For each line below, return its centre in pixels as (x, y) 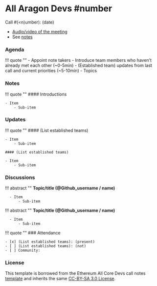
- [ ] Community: (23, 251)
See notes (22, 37)
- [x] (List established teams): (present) (50, 242)
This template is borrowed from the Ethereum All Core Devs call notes (75, 273)
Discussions (20, 177)
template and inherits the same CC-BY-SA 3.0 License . (60, 279)
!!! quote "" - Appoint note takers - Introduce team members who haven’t (78, 60)
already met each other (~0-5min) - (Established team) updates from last (79, 65)
